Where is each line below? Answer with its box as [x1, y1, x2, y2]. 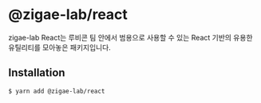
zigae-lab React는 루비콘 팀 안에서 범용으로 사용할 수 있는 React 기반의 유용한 [8, 32, 253, 42]
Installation [8, 66, 65, 80]
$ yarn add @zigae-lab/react [8, 87, 105, 95]
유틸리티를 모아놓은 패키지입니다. [8, 42, 112, 52]
